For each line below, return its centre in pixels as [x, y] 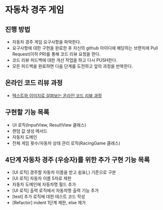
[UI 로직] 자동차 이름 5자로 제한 [42, 178]
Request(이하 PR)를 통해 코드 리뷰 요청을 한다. [56, 54]
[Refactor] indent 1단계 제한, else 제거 [49, 203]
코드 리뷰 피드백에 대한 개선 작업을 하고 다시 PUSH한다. [65, 60]
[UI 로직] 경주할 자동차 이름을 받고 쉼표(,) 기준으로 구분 [64, 172]
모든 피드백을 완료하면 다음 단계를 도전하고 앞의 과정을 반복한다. [72, 66]
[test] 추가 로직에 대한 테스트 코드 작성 [48, 196]
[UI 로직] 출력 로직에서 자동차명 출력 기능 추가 [55, 191]
